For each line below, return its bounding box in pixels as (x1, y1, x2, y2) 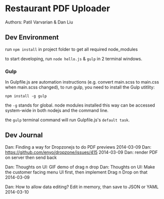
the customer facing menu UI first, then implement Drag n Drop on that (5, 169, 148, 175)
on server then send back (5, 155, 57, 160)
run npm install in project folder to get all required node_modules (5, 46, 138, 52)
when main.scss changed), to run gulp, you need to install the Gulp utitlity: (5, 84, 155, 90)
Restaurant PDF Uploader (5, 3, 110, 14)
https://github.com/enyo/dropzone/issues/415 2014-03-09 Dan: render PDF (5, 149, 158, 155)
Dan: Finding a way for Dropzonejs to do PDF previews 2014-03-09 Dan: (5, 144, 152, 150)
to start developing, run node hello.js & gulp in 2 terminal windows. (5, 56, 142, 62)
